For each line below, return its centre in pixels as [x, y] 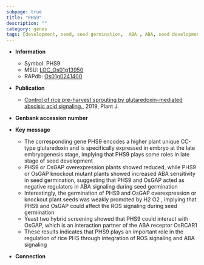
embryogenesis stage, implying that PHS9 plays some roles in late [107, 155]
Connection [30, 257]
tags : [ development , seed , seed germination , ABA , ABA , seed [88, 35]
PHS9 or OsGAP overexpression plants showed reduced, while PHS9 [110, 167]
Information [30, 52]
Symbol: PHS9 [42, 64]
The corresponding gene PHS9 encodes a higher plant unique [102, 142]
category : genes [27, 29]
